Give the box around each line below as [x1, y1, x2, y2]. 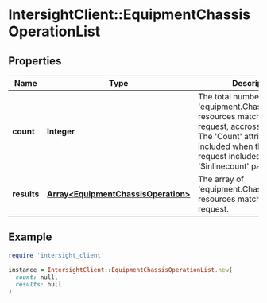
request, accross [198, 121, 261, 132]
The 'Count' [198, 131, 242, 142]
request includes [198, 151, 261, 161]
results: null [15, 281, 62, 289]
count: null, [15, 273, 59, 282]
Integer [46, 126, 75, 137]
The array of [198, 173, 245, 185]
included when [198, 141, 253, 152]
